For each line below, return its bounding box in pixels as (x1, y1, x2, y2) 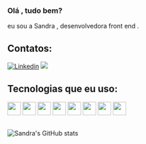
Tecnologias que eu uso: (7, 82, 118, 94)
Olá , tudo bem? (7, 6, 62, 16)
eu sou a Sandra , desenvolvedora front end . (7, 22, 140, 31)
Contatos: (7, 42, 52, 55)
